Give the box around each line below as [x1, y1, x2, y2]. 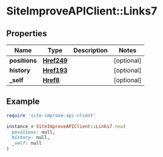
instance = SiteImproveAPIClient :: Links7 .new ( [6, 123, 126, 129]
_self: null [12, 140, 42, 146]
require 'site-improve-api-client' [6, 112, 96, 118]
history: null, [12, 135, 50, 141]
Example [6, 97, 40, 107]
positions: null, [12, 129, 56, 135]
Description [73, 46, 108, 54]
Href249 [42, 56, 68, 65]
